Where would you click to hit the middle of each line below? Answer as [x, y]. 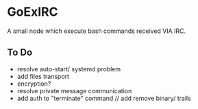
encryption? [34, 84]
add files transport [43, 76]
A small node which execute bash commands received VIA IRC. [97, 31]
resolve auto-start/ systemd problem [69, 69]
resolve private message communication [74, 90]
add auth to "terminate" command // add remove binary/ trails [104, 98]
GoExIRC [33, 12]
